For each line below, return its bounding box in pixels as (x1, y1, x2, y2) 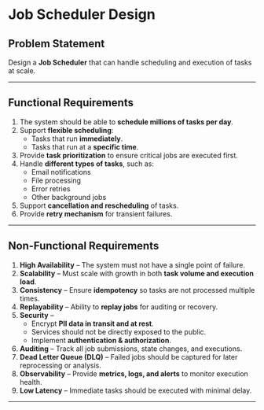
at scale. (8, 66, 36, 76)
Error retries (31, 183, 71, 194)
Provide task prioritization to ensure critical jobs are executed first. (19, 150, 238, 160)
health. (19, 377, 42, 386)
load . (19, 277, 37, 286)
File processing (31, 175, 81, 185)
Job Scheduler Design (8, 6, 156, 24)
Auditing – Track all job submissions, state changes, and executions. (19, 344, 243, 353)
